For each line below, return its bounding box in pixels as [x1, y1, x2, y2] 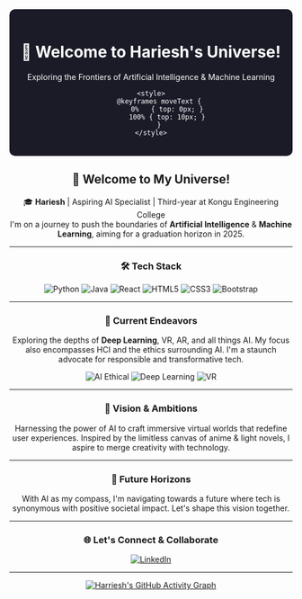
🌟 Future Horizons [111, 472, 191, 485]
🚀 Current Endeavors [104, 314, 198, 326]
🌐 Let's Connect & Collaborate [84, 533, 218, 546]
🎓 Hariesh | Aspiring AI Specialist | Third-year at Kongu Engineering [23, 196, 279, 207]
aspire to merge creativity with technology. [71, 442, 231, 452]
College [136, 209, 166, 219]
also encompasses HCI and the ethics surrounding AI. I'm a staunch [25, 344, 277, 355]
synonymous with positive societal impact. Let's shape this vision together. [12, 503, 290, 514]
